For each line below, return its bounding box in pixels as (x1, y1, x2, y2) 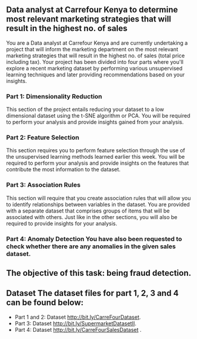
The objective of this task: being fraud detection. (6, 268, 192, 278)
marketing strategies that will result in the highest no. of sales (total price (6, 52, 185, 59)
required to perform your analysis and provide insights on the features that (6, 159, 189, 167)
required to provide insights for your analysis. (6, 220, 118, 227)
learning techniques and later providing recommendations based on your (6, 71, 185, 78)
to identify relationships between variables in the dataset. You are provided (6, 201, 190, 208)
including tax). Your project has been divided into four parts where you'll (6, 58, 183, 65)
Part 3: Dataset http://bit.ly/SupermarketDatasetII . (14, 319, 137, 327)
